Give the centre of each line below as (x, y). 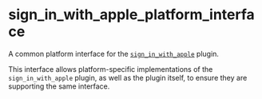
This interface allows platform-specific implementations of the (111, 69)
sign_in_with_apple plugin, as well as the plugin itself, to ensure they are (128, 77)
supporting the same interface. (59, 86)
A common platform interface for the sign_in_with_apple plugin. (114, 53)
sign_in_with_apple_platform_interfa (132, 15)
